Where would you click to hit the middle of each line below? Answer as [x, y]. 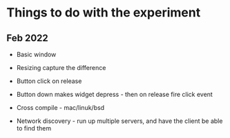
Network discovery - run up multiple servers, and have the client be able [119, 121]
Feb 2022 [28, 38]
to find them [34, 128]
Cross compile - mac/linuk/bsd [60, 107]
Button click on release [49, 81]
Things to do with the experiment [104, 13]
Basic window [36, 54]
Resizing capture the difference [61, 68]
